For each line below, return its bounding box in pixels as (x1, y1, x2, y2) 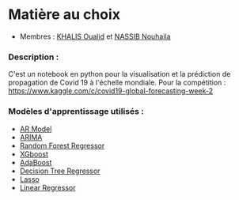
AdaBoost (19, 157, 52, 167)
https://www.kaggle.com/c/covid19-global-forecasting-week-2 (8, 86, 214, 96)
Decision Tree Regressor (19, 166, 101, 175)
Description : (8, 51, 59, 62)
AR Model (19, 124, 52, 134)
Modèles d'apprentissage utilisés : (8, 106, 144, 117)
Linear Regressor (19, 183, 76, 192)
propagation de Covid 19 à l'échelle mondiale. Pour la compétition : (8, 77, 226, 88)
